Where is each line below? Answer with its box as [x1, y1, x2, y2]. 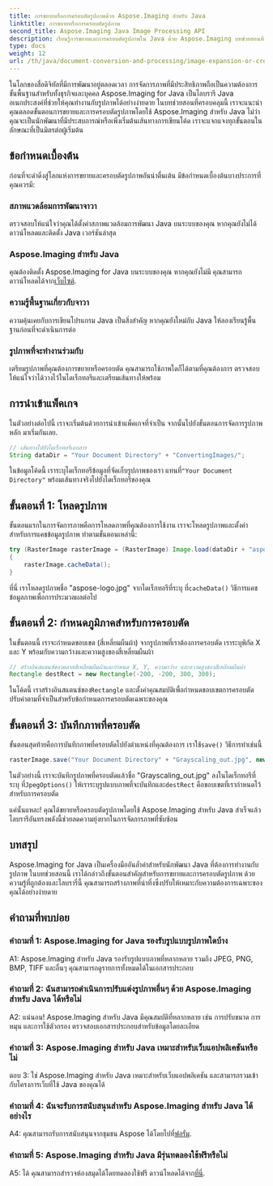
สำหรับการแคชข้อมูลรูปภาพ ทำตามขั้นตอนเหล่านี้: [9, 529, 138, 539]
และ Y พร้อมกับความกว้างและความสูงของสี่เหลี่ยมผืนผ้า [9, 646, 154, 657]
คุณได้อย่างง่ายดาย [9, 887, 58, 897]
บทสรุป [9, 838, 38, 852]
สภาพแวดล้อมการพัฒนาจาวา [9, 200, 97, 212]
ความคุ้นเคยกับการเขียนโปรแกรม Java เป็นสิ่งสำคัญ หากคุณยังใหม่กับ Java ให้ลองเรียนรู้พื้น [9, 315, 256, 325]
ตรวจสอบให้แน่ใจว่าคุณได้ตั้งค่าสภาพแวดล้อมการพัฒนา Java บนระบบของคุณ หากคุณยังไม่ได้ [9, 218, 258, 228]
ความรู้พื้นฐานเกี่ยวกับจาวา [9, 297, 90, 308]
